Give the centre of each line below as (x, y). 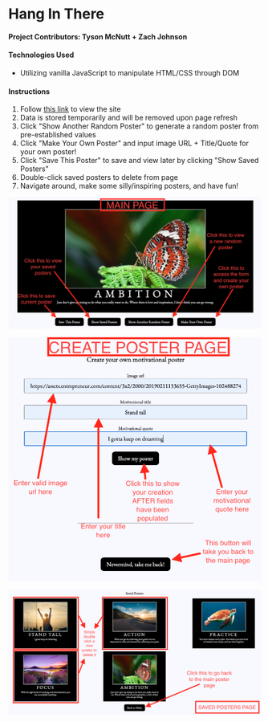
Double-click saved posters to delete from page (99, 177)
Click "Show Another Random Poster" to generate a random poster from (139, 126)
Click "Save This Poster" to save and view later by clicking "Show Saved (139, 161)
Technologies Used (41, 55)
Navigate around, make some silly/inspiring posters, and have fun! (129, 186)
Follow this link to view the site (71, 109)
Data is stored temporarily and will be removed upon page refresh (129, 118)
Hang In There (57, 14)
